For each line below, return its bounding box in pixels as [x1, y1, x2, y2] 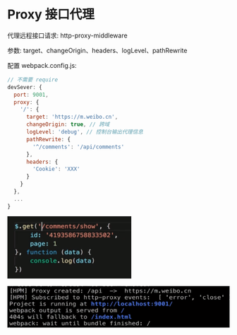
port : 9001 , [13, 91, 49, 98]
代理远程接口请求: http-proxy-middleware [7, 31, 128, 40]
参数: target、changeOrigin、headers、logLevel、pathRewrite [7, 46, 188, 54]
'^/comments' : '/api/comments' [32, 143, 125, 151]
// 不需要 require [7, 76, 59, 83]
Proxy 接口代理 [7, 6, 95, 23]
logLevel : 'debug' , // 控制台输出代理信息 [25, 129, 143, 136]
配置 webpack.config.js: [7, 61, 77, 69]
